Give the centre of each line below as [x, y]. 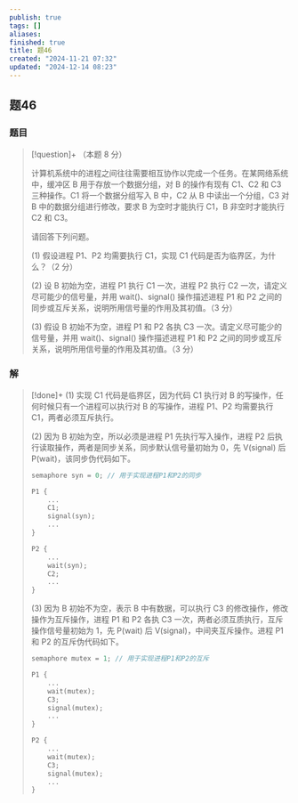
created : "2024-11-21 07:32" [63, 59]
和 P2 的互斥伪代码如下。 [77, 642]
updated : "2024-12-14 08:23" [63, 68]
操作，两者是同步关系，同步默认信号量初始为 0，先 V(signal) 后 [170, 447]
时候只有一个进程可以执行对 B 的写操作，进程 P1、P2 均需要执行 [156, 406]
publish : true [36, 17]
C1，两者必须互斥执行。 [74, 417]
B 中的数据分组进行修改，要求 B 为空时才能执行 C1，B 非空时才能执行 [157, 207]
